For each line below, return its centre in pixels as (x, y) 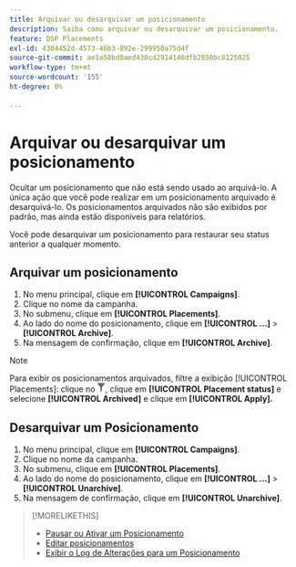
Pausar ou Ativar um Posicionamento (114, 533)
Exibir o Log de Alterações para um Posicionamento (143, 553)
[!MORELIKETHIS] (65, 516)
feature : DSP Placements (56, 38)
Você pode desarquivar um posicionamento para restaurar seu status (140, 234)
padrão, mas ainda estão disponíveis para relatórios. (108, 216)
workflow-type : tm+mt (51, 68)
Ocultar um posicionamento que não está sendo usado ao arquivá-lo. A (143, 187)
